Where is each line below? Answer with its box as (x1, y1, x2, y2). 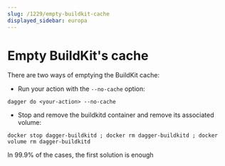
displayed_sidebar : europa (7, 17, 88, 24)
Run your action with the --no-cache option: (17, 84, 145, 93)
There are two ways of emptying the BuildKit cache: (7, 71, 160, 79)
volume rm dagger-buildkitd (7, 138, 91, 145)
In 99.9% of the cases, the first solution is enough (7, 150, 155, 160)
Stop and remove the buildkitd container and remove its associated (17, 111, 214, 119)
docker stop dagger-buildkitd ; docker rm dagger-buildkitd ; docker (7, 132, 219, 139)
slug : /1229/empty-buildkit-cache (7, 10, 110, 18)
